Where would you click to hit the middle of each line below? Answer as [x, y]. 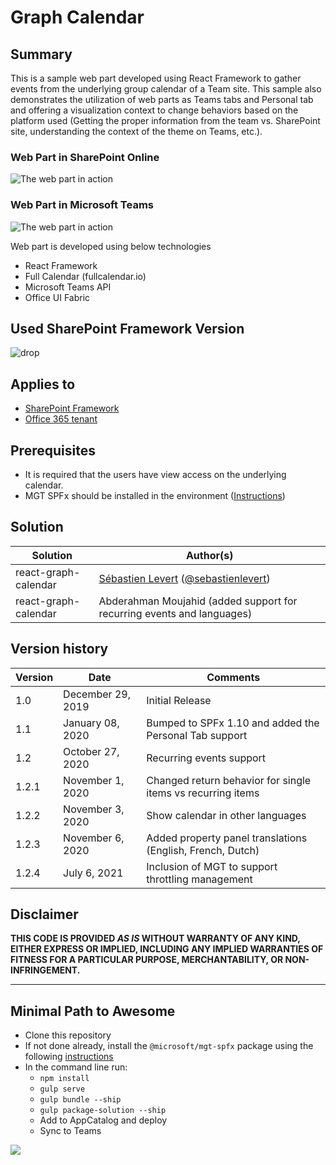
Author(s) [209, 555]
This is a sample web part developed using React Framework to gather [156, 78]
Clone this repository [68, 1035]
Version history [59, 649]
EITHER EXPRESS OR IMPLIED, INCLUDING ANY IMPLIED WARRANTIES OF [167, 949]
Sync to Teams [70, 1131]
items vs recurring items [203, 793]
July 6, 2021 [93, 873]
